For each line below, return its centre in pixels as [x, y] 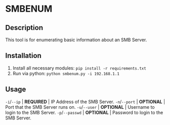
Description [24, 28]
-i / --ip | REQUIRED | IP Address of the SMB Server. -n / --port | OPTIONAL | [85, 102]
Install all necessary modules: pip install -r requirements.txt [79, 68]
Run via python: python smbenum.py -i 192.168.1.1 [66, 73]
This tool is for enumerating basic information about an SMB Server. [76, 40]
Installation [23, 56]
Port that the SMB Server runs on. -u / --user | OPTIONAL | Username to [80, 107]
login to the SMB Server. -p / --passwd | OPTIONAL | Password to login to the [84, 112]
